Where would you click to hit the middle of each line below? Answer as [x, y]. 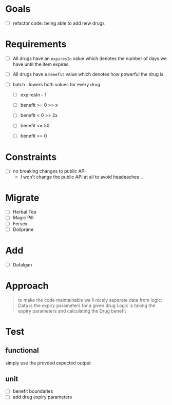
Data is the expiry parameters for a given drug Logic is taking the [87, 305]
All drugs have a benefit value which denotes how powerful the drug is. [89, 74]
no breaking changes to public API [49, 171]
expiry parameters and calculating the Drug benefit [72, 311]
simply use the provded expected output [48, 363]
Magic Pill [23, 218]
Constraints [31, 157]
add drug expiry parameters [42, 397]
